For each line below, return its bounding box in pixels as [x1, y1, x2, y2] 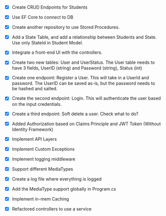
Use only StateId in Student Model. [11, 40, 83, 46]
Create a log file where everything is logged [11, 176, 102, 182]
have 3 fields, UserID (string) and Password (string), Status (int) [11, 65, 143, 71]
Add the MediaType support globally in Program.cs [11, 186, 116, 192]
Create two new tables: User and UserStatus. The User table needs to [11, 59, 155, 65]
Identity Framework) [11, 126, 54, 132]
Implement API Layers [11, 136, 57, 142]
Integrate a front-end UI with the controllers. [11, 49, 103, 55]
